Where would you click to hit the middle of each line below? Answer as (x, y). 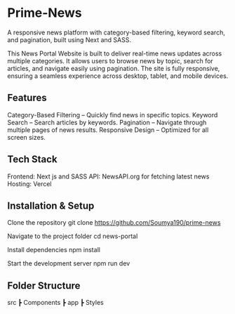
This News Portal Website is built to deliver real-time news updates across (115, 53)
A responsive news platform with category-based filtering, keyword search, (116, 32)
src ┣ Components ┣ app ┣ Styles (55, 303)
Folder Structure (44, 286)
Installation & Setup (51, 205)
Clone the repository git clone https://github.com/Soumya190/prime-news (114, 223)
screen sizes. (26, 137)
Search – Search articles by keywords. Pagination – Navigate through (107, 122)
